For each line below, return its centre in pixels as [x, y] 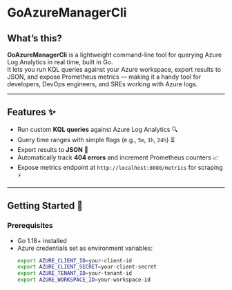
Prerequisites [30, 226]
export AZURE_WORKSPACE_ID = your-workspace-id [84, 280]
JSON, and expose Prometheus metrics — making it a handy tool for [104, 77]
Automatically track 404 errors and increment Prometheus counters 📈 [118, 157]
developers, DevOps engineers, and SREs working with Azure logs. [103, 84]
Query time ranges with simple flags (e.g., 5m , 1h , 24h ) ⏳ [96, 139]
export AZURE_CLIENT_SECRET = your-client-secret [87, 267]
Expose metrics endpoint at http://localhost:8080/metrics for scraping [120, 167]
